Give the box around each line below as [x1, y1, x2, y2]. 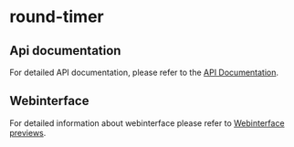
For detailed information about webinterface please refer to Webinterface [9, 117, 285, 129]
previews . [9, 127, 47, 138]
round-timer [9, 6, 104, 27]
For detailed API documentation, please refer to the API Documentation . [9, 67, 279, 78]
